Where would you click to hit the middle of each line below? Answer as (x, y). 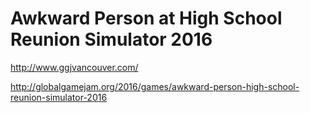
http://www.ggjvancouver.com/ (74, 67)
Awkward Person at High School (146, 18)
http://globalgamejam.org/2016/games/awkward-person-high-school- (155, 86)
